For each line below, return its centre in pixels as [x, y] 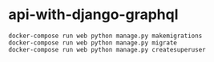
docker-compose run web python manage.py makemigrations [105, 36]
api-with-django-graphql [93, 15]
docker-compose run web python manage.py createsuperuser [107, 49]
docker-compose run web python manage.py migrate [93, 43]
